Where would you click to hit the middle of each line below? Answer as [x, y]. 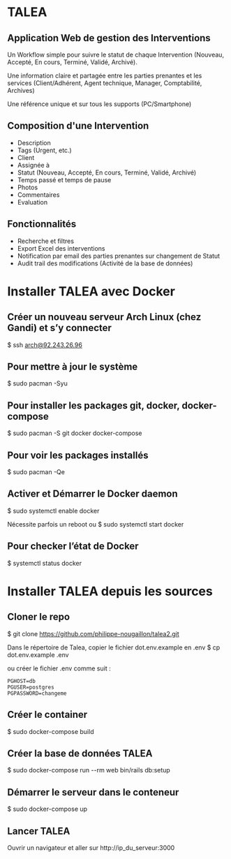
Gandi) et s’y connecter [59, 328]
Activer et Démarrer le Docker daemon [92, 494]
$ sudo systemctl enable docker [53, 511]
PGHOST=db [22, 681]
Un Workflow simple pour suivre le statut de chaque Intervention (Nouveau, [116, 54]
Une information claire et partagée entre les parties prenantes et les [105, 75]
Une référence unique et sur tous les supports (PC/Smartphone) [99, 104]
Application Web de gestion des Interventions [109, 38]
